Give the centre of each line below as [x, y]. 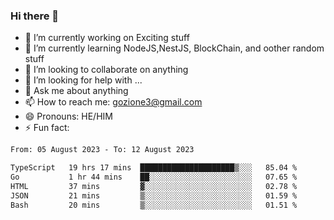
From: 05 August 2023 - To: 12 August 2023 [102, 150]
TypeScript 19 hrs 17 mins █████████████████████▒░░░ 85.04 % [154, 168]
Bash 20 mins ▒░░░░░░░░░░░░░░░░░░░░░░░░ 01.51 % [154, 205]
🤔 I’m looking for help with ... [83, 80]
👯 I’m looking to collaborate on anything [106, 70]
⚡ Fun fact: [47, 128]
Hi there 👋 [35, 16]
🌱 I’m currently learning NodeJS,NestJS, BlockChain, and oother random [174, 48]
